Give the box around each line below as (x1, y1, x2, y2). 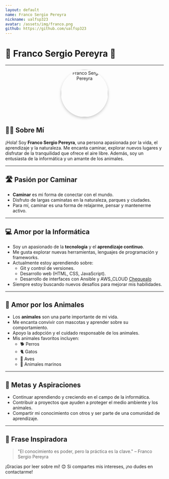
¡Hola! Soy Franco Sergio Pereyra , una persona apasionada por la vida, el (5, 139, 158, 146)
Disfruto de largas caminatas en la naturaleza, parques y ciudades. (12, 197, 151, 203)
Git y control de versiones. (20, 265, 75, 271)
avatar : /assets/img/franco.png (5, 21, 73, 27)
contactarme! (5, 468, 33, 475)
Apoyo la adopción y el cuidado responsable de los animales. (12, 330, 140, 336)
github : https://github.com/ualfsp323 (5, 26, 87, 31)
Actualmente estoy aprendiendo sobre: (12, 260, 94, 266)
